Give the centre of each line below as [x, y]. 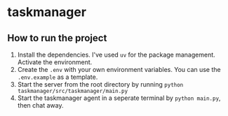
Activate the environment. [55, 62]
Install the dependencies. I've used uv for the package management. [116, 55]
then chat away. [40, 105]
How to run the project [57, 38]
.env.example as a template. [58, 77]
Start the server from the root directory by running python [100, 84]
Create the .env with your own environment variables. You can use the [119, 70]
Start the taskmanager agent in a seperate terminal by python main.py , [119, 98]
